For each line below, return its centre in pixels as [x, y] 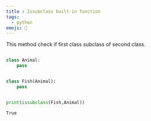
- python [22, 22]
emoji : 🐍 [17, 28]
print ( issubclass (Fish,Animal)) [45, 102]
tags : [13, 17]
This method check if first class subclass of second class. [76, 44]
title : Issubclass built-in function [53, 11]
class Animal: [23, 60]
